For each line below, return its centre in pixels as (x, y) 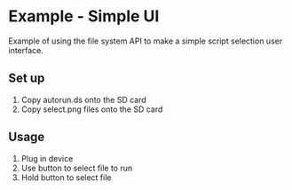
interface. (26, 50)
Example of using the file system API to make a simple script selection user (146, 41)
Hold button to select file (66, 177)
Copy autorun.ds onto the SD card (84, 99)
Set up (27, 79)
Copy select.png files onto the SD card (92, 109)
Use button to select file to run (77, 168)
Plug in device (47, 158)
